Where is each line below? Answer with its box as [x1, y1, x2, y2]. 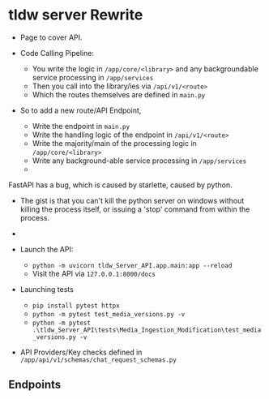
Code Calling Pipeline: [19, 48, 95, 58]
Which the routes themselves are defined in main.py [32, 89, 206, 99]
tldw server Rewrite [8, 6, 143, 24]
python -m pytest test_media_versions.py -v [32, 310, 186, 318]
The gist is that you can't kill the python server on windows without [19, 195, 245, 205]
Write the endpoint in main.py [32, 121, 130, 131]
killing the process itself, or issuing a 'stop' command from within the [19, 204, 250, 214]
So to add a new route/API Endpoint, [19, 105, 142, 115]
